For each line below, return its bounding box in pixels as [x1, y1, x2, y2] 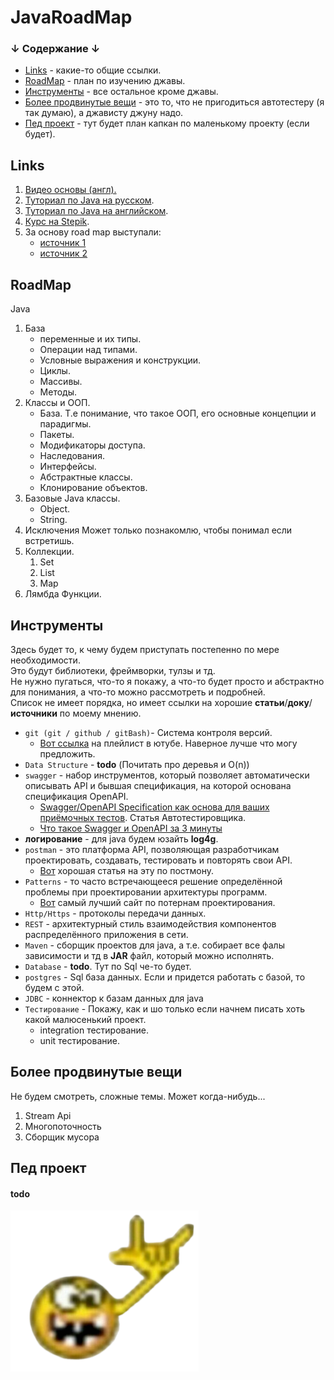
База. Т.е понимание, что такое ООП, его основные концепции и [39, 407, 317, 420]
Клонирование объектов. [39, 482, 148, 494]
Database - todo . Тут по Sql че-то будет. [24, 960, 192, 972]
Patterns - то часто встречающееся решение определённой [24, 875, 283, 887]
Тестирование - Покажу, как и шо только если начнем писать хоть [24, 1002, 306, 1015]
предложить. [39, 747, 96, 760]
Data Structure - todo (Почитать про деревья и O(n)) [24, 758, 250, 770]
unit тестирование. [39, 1034, 120, 1046]
